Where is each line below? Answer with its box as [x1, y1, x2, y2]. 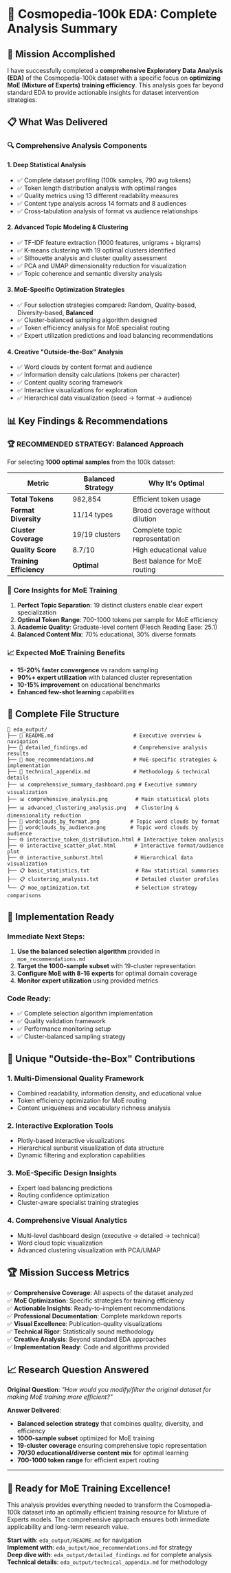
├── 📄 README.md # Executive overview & [7, 732, 201, 739]
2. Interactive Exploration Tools [7, 1121, 113, 1131]
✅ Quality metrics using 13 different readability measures [16, 191, 179, 200]
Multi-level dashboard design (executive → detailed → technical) [16, 1231, 201, 1239]
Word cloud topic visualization [16, 1239, 103, 1247]
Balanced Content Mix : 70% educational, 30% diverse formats [16, 630, 196, 639]
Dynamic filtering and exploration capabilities [16, 1151, 146, 1159]
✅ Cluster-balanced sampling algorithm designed [16, 316, 157, 324]
